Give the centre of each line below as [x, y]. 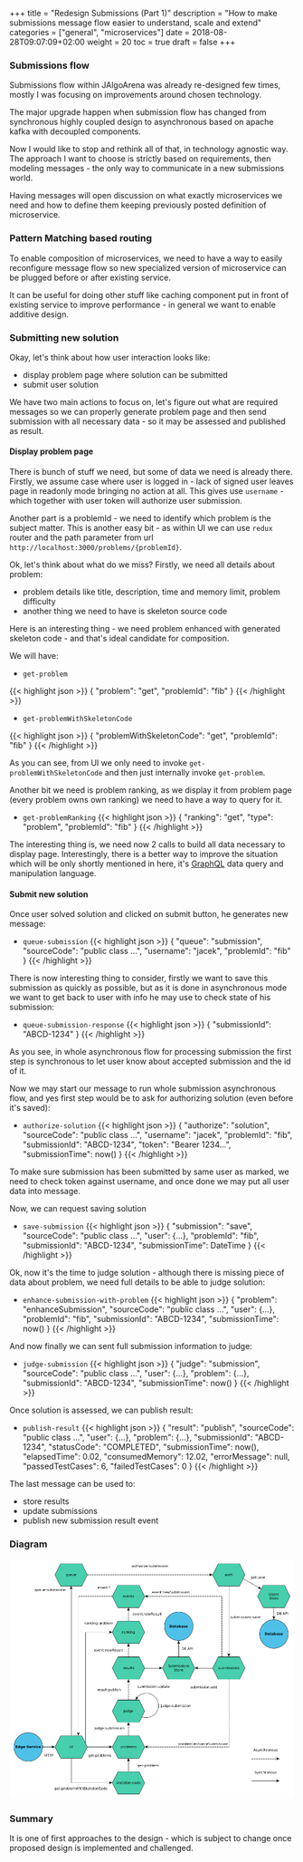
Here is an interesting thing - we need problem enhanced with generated [145, 629]
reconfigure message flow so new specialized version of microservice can [148, 267]
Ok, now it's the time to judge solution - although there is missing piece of [147, 1273]
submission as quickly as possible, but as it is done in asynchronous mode [148, 988]
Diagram [28, 1544]
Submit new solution [49, 894]
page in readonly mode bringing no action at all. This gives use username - [147, 491]
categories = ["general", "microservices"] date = [99, 32]
